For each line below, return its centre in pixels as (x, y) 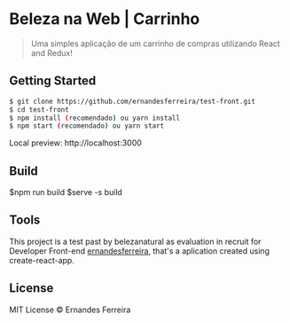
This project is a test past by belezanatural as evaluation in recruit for (135, 241)
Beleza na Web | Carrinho (105, 19)
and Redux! (51, 52)
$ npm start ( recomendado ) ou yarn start (87, 126)
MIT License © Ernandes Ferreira (70, 310)
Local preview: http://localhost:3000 (75, 143)
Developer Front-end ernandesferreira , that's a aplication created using (140, 251)
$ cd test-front (39, 110)
